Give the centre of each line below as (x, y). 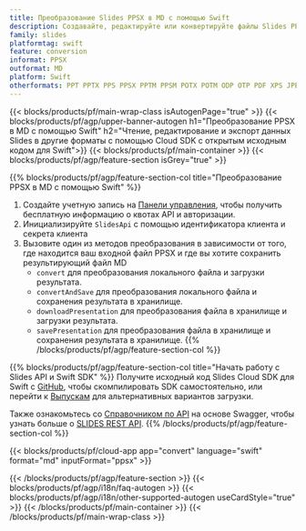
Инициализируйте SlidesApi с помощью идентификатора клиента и (154, 224)
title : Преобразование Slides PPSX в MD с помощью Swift (120, 18)
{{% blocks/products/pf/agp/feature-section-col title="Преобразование (146, 177)
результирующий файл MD (75, 262)
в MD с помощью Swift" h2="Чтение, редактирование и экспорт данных (150, 130)
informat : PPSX (38, 60)
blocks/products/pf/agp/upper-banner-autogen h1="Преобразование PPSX (153, 121)
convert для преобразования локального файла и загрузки (150, 272)
